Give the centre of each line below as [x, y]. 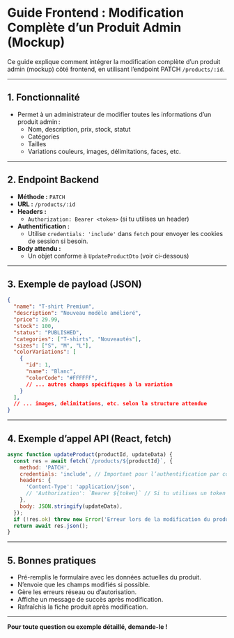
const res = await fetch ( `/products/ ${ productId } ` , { [93, 461]
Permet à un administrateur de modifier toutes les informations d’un [114, 114]
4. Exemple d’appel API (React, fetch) [89, 438]
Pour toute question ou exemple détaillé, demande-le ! [87, 627]
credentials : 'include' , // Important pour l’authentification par [119, 474]
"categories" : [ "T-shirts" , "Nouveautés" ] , [77, 339]
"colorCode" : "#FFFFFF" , [62, 378]
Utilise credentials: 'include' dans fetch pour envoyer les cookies [125, 233]
